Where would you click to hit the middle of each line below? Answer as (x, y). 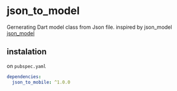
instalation (27, 52)
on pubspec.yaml (27, 66)
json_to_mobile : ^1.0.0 (41, 82)
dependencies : (24, 77)
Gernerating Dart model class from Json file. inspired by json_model (89, 27)
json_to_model (43, 11)
